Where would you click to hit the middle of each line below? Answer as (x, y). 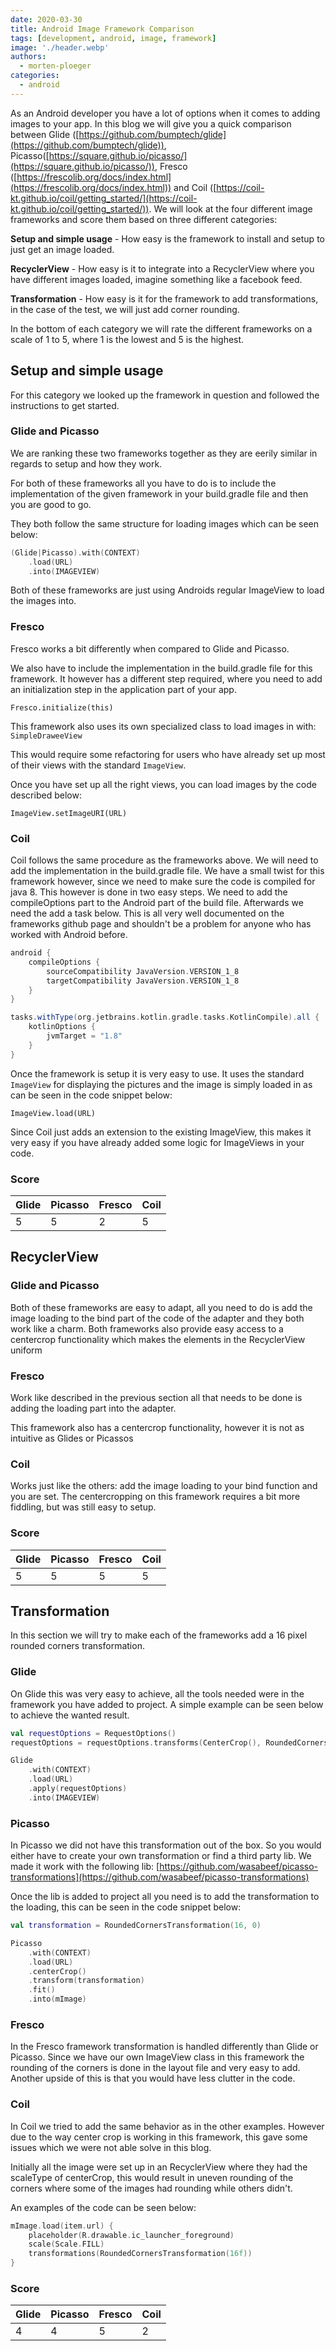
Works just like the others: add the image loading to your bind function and (164, 1486)
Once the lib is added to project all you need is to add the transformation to (165, 1897)
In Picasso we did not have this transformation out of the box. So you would (166, 1845)
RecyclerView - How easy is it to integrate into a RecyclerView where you (162, 268)
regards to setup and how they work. (86, 463)
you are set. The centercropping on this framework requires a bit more (155, 1497)
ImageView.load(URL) (53, 1113)
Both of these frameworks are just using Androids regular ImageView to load (167, 590)
